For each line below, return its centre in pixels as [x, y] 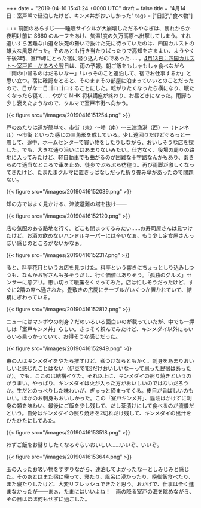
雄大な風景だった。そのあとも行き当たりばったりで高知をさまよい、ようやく [100, 51]
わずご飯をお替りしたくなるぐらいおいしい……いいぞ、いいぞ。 [84, 445]
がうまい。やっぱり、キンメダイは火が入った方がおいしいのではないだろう [98, 383]
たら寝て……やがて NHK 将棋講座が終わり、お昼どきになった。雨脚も [107, 96]
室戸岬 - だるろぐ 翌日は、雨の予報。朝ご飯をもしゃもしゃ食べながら [100, 66]
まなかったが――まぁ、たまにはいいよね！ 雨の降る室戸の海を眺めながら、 [100, 492]
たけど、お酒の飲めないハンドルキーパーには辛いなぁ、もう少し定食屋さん [98, 235]
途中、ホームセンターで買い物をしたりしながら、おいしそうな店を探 [110, 142]
